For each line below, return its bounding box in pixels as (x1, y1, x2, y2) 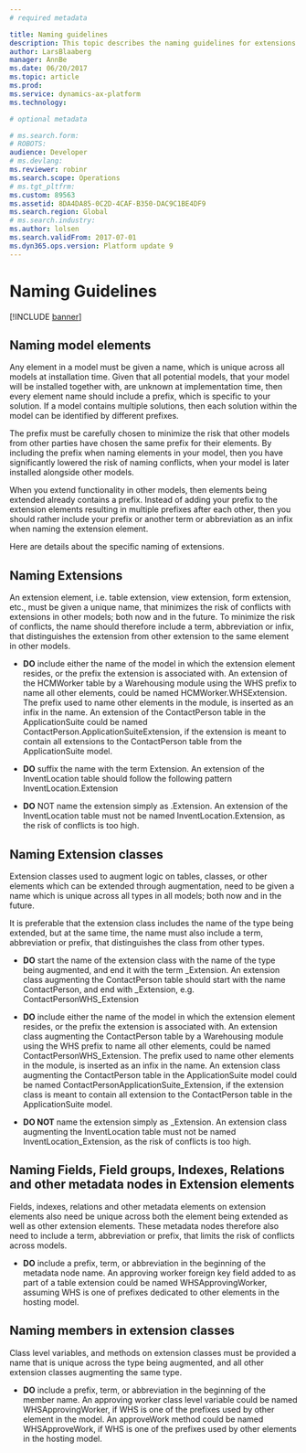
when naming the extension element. (9, 523, 149, 535)
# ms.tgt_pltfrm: (9, 182, 76, 191)
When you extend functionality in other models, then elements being (9, 485, 268, 496)
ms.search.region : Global (9, 208, 108, 217)
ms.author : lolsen (9, 225, 79, 234)
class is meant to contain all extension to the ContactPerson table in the (22, 1089, 293, 1100)
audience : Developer (9, 148, 89, 157)
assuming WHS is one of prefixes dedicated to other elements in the (22, 1287, 280, 1298)
